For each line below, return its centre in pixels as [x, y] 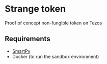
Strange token [35, 9]
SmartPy [21, 51]
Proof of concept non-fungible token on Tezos [53, 23]
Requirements [28, 39]
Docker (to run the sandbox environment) [56, 56]
